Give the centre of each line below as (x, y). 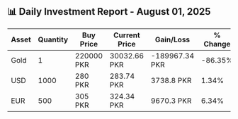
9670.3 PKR (171, 101)
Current (126, 35)
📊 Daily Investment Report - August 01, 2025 (109, 12)
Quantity (53, 39)
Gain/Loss (172, 39)
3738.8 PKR (171, 80)
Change (217, 44)
